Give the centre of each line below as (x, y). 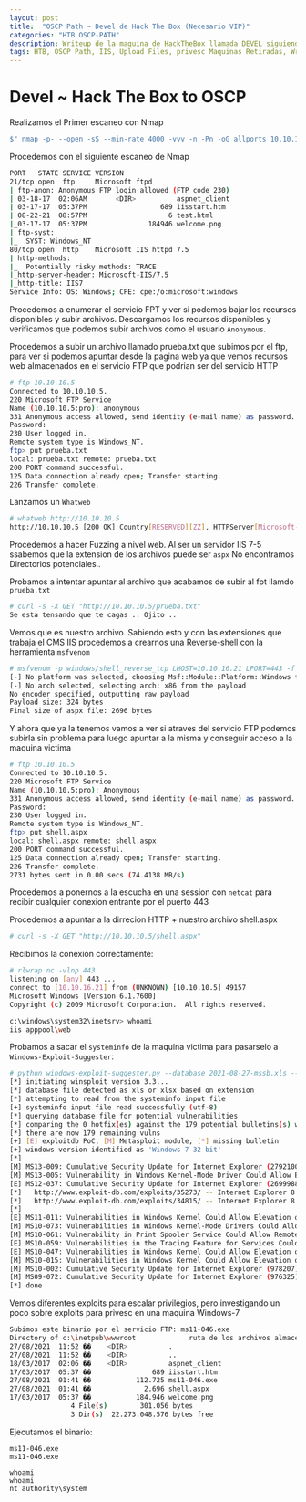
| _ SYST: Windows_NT (51, 241)
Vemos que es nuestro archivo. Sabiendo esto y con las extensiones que (146, 632)
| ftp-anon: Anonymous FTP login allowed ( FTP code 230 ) (120, 190)
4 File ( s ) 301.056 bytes (132, 1406)
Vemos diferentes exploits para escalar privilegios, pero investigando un (145, 1303)
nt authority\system (49, 1488)
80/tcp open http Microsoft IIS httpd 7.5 (99, 249)
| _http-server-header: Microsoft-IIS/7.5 (89, 275)
